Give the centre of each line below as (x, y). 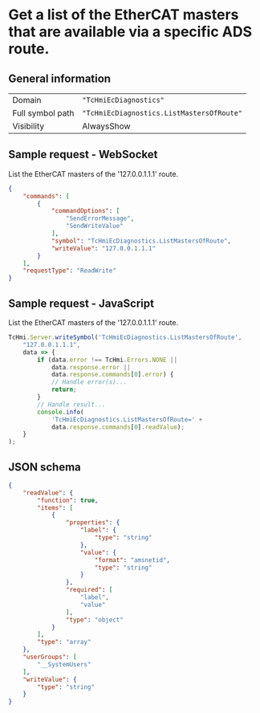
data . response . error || (91, 367)
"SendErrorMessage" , (100, 218)
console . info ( (61, 412)
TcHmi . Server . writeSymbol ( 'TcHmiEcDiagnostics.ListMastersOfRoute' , (125, 337)
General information (59, 78)
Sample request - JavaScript (81, 303)
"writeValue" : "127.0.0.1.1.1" (104, 248)
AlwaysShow (106, 126)
